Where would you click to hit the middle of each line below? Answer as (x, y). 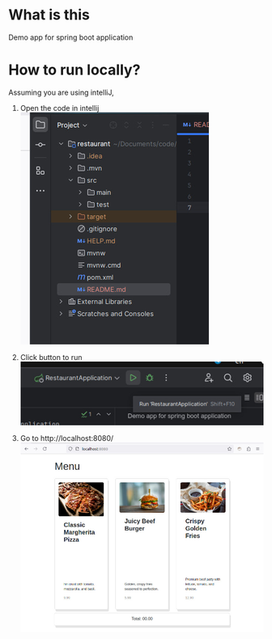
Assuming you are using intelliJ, (62, 92)
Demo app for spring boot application (71, 37)
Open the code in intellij (59, 108)
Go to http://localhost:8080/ (67, 438)
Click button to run (51, 357)
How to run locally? (74, 70)
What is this (49, 15)
